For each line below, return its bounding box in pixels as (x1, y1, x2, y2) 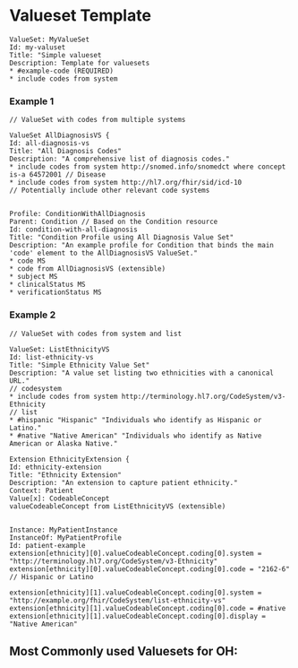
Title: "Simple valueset (9, 50, 102, 59)
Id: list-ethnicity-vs (9, 352, 94, 361)
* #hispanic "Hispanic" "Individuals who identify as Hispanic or (9, 415, 262, 424)
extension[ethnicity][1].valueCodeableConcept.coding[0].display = (9, 612, 267, 620)
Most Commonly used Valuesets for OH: (9, 643, 239, 659)
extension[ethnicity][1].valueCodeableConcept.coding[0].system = (9, 588, 262, 597)
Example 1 (9, 95, 55, 108)
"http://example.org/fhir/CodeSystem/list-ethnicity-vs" (9, 595, 226, 605)
